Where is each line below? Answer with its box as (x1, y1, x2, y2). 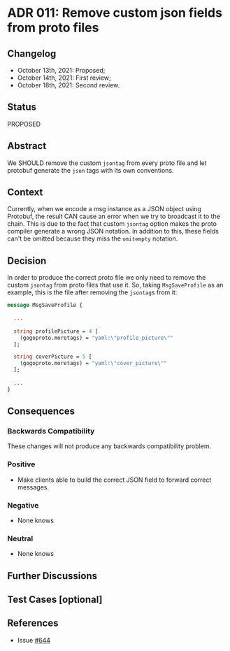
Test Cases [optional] (7, 593, 103, 606)
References (7, 617, 59, 629)
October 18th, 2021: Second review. (17, 81, 120, 89)
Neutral (7, 534, 34, 543)
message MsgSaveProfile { (7, 302, 82, 309)
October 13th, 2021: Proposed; (17, 66, 106, 74)
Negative (7, 500, 39, 510)
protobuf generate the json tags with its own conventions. (7, 166, 174, 174)
